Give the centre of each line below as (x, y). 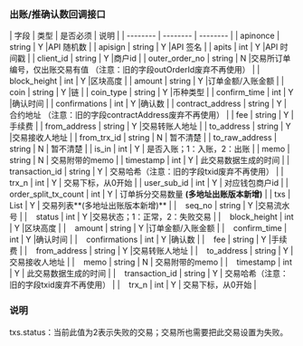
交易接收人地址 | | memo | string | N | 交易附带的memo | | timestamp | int (151, 262)
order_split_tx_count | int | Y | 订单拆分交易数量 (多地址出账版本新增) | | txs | (150, 194)
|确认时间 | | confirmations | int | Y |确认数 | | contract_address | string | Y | (148, 104)
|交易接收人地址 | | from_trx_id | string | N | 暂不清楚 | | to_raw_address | (143, 138)
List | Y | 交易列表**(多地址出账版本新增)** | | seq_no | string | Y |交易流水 (150, 206)
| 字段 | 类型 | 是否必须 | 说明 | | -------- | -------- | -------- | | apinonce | (145, 36)
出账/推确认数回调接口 (57, 14)
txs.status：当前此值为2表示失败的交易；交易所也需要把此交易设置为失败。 (149, 332)
